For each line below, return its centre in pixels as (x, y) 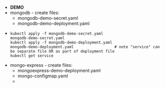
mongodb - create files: (35, 13)
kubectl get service (32, 56)
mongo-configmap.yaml (43, 76)
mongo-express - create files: (41, 65)
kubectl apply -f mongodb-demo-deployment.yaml (61, 42)
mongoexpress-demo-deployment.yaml (59, 71)
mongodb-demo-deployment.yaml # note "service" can (85, 47)
